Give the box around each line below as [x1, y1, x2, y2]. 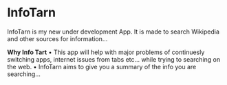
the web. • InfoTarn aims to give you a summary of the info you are [7, 62, 197, 71]
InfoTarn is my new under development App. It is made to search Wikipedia [7, 27, 220, 36]
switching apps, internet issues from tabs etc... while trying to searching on [7, 55, 221, 63]
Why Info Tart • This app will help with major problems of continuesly [7, 48, 205, 56]
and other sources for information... [7, 34, 108, 42]
